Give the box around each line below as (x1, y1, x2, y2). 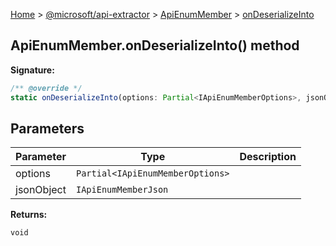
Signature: (10, 64, 55, 76)
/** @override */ (10, 83, 83, 93)
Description (239, 150, 297, 164)
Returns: (10, 209, 48, 221)
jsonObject (15, 183, 67, 197)
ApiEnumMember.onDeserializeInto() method (10, 37, 300, 54)
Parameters (10, 120, 85, 137)
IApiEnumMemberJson (75, 184, 169, 196)
